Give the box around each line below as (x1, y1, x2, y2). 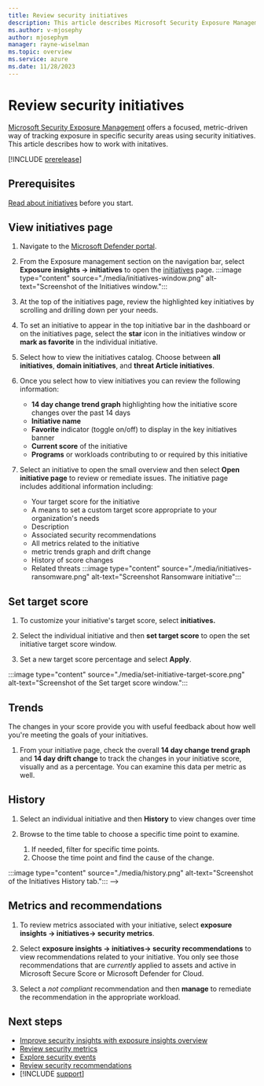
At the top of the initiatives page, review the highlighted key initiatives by (19, 297, 255, 306)
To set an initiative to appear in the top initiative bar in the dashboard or (19, 321, 251, 330)
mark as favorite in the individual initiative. (19, 337, 159, 347)
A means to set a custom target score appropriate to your (31, 505, 218, 515)
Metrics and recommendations (8, 899, 163, 912)
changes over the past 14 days (31, 408, 131, 417)
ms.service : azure (8, 56, 68, 64)
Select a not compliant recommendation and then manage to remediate (19, 984, 251, 993)
